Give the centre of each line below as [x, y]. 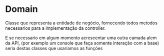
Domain [22, 9]
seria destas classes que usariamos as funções [54, 48]
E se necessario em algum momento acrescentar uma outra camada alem [81, 38]
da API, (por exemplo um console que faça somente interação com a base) [82, 43]
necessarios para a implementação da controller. [55, 28]
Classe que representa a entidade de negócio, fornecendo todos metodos [81, 23]
